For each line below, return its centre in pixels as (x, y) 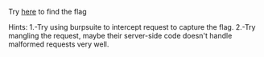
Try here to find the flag (47, 12)
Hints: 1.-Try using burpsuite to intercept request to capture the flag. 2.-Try (132, 27)
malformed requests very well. (59, 44)
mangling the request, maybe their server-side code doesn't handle (120, 36)
